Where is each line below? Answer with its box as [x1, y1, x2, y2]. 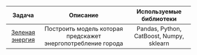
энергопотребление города [44, 39, 124, 47]
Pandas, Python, [137, 25, 182, 33]
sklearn [148, 39, 169, 47]
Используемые [136, 8, 182, 15]
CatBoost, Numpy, [134, 32, 185, 40]
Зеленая [11, 29, 35, 36]
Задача [12, 11, 34, 19]
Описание [69, 11, 98, 19]
